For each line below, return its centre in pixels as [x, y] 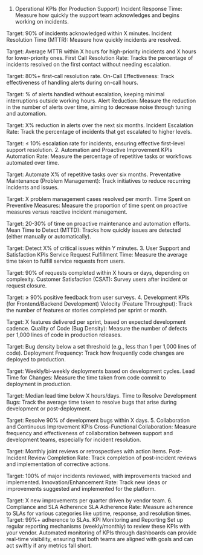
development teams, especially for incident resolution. [74, 439]
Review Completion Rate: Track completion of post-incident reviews [112, 458]
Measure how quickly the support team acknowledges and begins [97, 15]
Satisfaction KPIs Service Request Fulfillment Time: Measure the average [97, 255]
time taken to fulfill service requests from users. [66, 261]
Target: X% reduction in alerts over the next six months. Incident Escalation [100, 125]
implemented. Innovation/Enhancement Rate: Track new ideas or [87, 482]
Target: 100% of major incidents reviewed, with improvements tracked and [99, 476]
